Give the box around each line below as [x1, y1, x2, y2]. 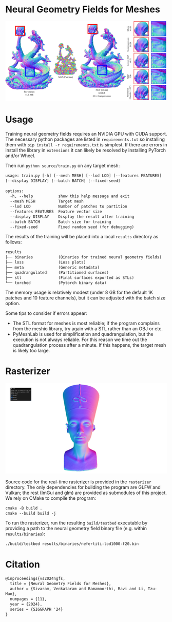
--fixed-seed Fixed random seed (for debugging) [10, 224, 135, 230]
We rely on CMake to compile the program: [5, 495, 97, 501]
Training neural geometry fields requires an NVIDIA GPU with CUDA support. [5, 130, 167, 137]
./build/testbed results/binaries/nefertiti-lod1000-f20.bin [5, 541, 139, 546]
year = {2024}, [10, 602, 43, 607]
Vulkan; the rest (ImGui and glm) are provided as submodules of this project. [5, 489, 167, 496]
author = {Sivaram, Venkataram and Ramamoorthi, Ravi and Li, [10, 587, 146, 592]
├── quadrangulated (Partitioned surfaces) [5, 270, 109, 275]
